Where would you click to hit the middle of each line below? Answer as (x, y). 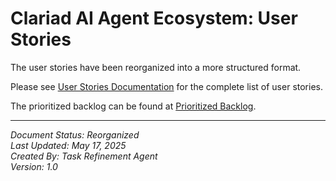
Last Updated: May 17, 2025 (68, 145)
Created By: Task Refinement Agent (84, 156)
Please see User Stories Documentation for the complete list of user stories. (166, 86)
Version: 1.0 (34, 166)
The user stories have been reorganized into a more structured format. (156, 67)
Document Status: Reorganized (75, 134)
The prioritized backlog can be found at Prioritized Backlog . (133, 106)
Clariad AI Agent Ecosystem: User (154, 18)
